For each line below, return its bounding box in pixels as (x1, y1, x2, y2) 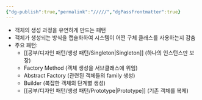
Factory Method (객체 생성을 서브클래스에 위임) (23, 64, 138, 72)
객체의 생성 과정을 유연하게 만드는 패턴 (14, 26, 106, 33)
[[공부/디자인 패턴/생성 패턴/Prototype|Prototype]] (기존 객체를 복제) (23, 87, 189, 94)
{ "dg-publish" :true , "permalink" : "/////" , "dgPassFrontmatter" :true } (5, 8, 181, 15)
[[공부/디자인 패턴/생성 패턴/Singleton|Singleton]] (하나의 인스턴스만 (23, 49, 189, 56)
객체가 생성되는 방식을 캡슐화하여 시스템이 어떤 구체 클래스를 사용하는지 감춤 (14, 34, 196, 41)
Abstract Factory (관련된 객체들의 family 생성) (23, 72, 135, 79)
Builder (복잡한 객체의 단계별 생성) (23, 79, 106, 87)
